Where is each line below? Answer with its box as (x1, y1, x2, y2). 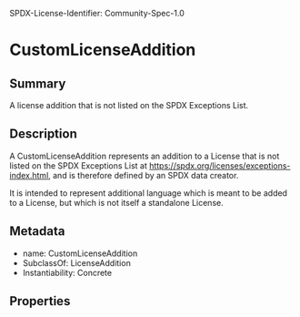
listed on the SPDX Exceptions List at (9, 159, 147, 171)
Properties (9, 293, 71, 309)
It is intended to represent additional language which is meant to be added (9, 187, 288, 199)
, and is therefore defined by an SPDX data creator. (48, 169, 239, 180)
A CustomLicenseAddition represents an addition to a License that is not (9, 150, 280, 161)
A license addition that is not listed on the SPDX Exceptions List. (9, 100, 249, 110)
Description (9, 127, 77, 142)
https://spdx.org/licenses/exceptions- (148, 159, 291, 171)
